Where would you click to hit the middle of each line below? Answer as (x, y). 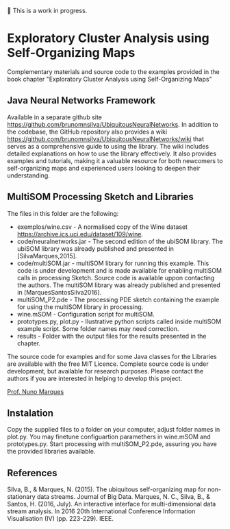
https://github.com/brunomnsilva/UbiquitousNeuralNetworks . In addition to (113, 124)
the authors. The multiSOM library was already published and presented (118, 285)
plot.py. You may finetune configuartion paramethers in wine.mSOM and (109, 437)
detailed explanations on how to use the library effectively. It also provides (112, 153)
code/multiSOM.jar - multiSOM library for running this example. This (113, 263)
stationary (21, 497)
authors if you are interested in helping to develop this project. (95, 378)
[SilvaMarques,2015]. (47, 256)
